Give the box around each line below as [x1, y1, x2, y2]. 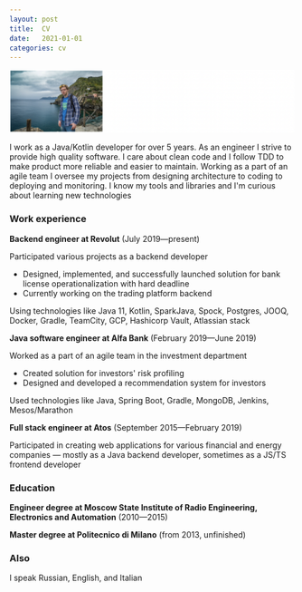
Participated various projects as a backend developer [9, 250, 208, 262]
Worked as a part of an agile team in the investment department [9, 350, 247, 361]
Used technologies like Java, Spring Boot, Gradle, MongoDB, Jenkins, [9, 394, 269, 405]
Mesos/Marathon [9, 404, 74, 415]
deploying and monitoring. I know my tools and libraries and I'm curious [9, 180, 276, 191]
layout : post [9, 15, 59, 24]
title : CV [9, 24, 51, 34]
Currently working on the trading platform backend [22, 287, 212, 298]
